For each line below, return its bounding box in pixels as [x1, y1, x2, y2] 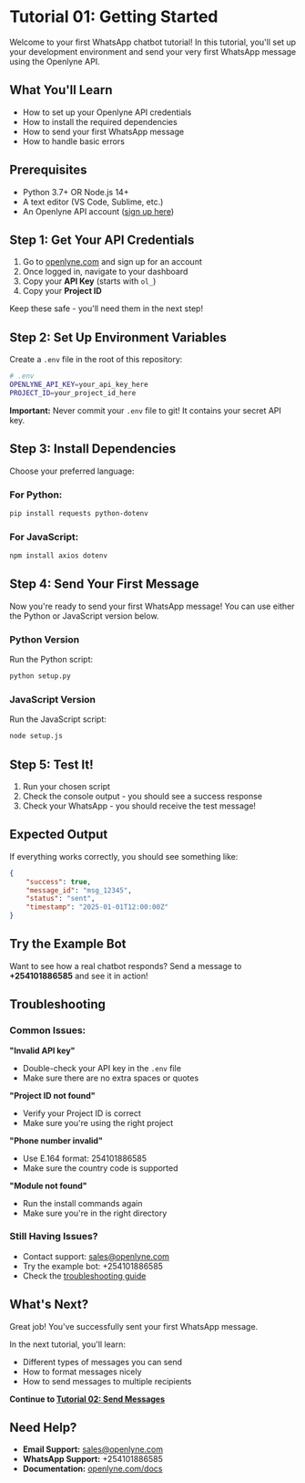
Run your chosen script [22, 780, 111, 791]
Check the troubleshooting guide [22, 1270, 147, 1281]
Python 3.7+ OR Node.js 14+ [22, 186, 129, 197]
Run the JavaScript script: [9, 714, 107, 725]
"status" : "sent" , [25, 894, 96, 903]
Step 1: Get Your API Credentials [9, 232, 195, 247]
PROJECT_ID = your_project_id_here [9, 388, 137, 398]
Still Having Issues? [9, 1230, 98, 1243]
